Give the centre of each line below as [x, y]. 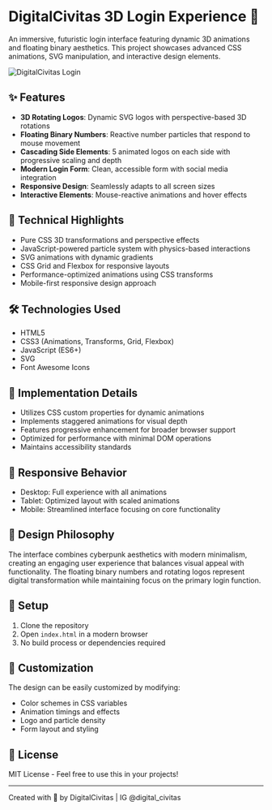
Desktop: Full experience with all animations [93, 492]
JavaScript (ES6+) [51, 350]
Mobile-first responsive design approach [88, 282]
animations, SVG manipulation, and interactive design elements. [115, 56]
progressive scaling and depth [71, 160]
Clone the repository [54, 625]
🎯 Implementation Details [73, 393]
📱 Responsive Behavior [68, 473]
